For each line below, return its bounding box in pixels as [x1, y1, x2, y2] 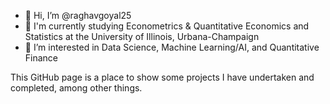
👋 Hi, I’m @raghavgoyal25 [24, 10, 132, 21]
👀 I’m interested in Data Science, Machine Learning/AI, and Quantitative [24, 41, 320, 53]
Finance [24, 52, 59, 64]
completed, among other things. [10, 82, 143, 94]
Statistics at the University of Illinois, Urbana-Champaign [24, 31, 260, 42]
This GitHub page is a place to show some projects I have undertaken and [10, 71, 315, 83]
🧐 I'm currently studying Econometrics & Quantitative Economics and [24, 20, 310, 32]
